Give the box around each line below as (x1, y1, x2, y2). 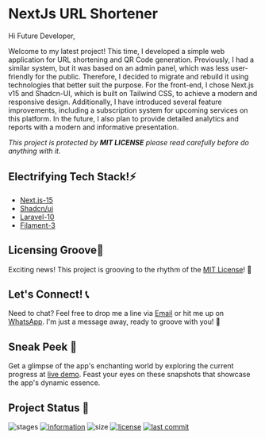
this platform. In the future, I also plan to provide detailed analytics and (8, 114, 240, 123)
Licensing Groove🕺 (8, 244, 104, 257)
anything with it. (8, 146, 61, 156)
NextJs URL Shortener (8, 5, 159, 23)
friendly (8, 71, 34, 81)
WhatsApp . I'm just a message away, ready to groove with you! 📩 (8, 317, 221, 326)
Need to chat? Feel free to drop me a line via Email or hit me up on (8, 309, 225, 318)
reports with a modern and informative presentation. (8, 122, 179, 132)
